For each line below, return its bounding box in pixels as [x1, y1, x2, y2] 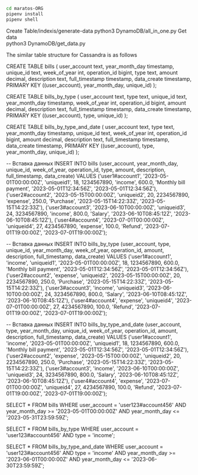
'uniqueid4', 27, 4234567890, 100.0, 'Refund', [44, 383, 155, 391]
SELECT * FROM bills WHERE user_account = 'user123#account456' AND [6, 401, 187, 408]
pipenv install [6, 11, 44, 17]
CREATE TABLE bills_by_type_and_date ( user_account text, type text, [6, 123, 175, 130]
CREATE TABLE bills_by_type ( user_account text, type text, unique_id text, [6, 93, 187, 100]
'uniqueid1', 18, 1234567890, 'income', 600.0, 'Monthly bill [44, 178, 186, 186]
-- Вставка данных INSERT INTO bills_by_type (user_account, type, [6, 240, 171, 248]
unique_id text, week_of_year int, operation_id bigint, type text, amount [6, 69, 178, 76]
